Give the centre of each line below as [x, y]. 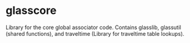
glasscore [31, 11]
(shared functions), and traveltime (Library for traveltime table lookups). [95, 33]
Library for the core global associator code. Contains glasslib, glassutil [93, 27]
